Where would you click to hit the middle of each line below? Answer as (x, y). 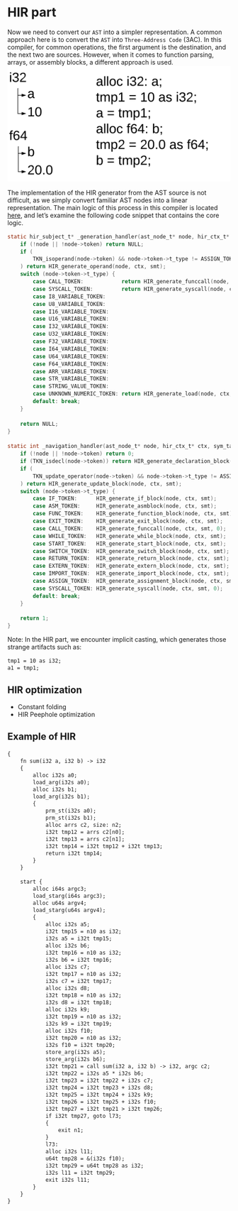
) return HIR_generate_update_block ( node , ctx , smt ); (101, 483)
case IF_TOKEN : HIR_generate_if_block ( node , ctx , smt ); (125, 499)
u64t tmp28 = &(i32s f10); (85, 1158)
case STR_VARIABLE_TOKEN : (71, 379)
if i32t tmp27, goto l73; (83, 1116)
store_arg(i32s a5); (75, 1052)
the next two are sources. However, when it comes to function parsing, (110, 55)
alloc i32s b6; (68, 946)
